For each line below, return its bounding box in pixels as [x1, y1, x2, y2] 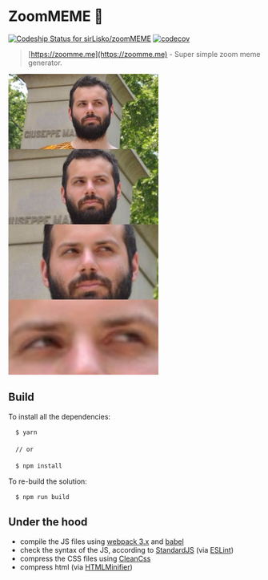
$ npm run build [15, 493, 70, 501]
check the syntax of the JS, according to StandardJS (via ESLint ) [19, 545, 234, 554]
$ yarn [15, 428, 38, 436]
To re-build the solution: [8, 477, 88, 486]
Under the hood [8, 515, 88, 529]
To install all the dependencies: [8, 412, 110, 421]
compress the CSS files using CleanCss [19, 554, 151, 563]
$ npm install [15, 462, 62, 470]
